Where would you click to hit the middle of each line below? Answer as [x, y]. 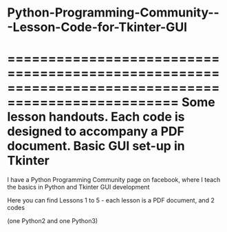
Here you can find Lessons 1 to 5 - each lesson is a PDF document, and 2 [111, 200]
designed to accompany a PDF [96, 131]
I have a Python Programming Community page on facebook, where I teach [114, 180]
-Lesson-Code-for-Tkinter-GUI [97, 27]
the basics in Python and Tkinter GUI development [78, 187]
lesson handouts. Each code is [96, 117]
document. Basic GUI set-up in [96, 146]
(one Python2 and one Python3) [53, 221]
